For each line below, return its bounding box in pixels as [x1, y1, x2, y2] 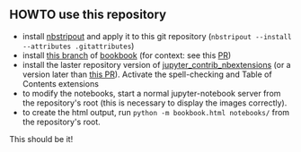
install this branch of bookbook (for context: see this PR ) [22, 49, 232, 61]
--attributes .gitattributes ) [22, 40, 135, 51]
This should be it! [9, 133, 74, 144]
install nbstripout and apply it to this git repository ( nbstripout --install [22, 30, 292, 41]
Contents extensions [22, 78, 99, 89]
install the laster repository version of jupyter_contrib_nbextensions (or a [22, 59, 291, 70]
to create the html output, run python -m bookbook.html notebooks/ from [22, 106, 290, 117]
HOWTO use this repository [9, 7, 167, 22]
